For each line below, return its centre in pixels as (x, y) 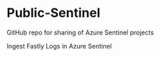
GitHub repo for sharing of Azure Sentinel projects (80, 32)
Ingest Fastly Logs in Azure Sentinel (59, 46)
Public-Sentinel (53, 13)
